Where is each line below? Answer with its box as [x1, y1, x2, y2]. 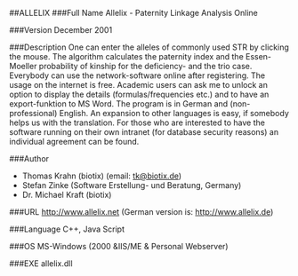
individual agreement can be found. [9, 137, 140, 146]
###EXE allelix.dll [9, 258, 73, 269]
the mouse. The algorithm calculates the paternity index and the [9, 51, 245, 61]
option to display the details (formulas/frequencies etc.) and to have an [9, 89, 270, 99]
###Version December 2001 [9, 25, 113, 35]
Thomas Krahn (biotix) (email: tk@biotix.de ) [21, 170, 182, 181]
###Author [9, 154, 50, 163]
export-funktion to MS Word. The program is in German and [9, 99, 229, 109]
